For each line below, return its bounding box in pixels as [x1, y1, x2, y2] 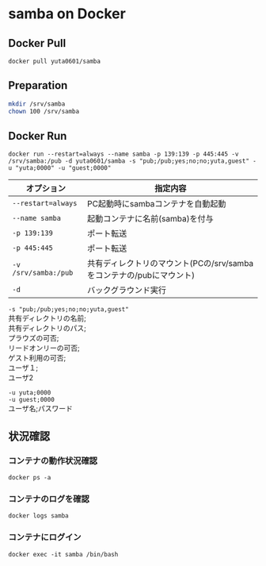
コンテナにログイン [8, 532, 82, 543]
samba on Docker [8, 5, 127, 23]
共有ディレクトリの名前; [8, 314, 87, 323]
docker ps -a [8, 474, 51, 482]
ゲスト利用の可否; [8, 353, 66, 363]
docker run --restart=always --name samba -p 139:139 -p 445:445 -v [8, 150, 239, 159]
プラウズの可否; [8, 333, 59, 343]
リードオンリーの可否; [8, 343, 81, 353]
